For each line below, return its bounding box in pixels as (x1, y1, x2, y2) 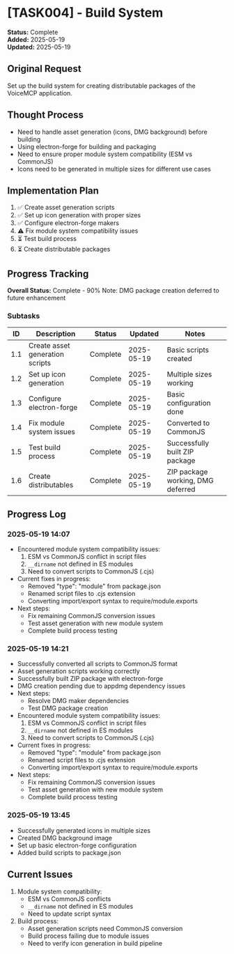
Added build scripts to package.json (17, 848, 122, 856)
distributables (29, 480, 74, 490)
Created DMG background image (17, 833, 113, 842)
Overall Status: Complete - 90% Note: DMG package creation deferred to (7, 286, 219, 295)
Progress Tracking (7, 268, 89, 279)
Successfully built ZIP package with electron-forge (17, 675, 164, 683)
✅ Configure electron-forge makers (17, 219, 120, 227)
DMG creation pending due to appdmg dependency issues (17, 682, 186, 691)
